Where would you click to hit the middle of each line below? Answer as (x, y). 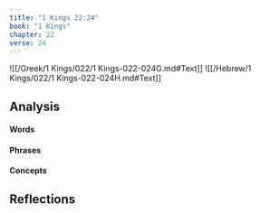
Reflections (43, 199)
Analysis (35, 106)
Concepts (28, 171)
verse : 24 (28, 43)
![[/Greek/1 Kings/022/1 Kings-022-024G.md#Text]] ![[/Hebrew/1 (130, 69)
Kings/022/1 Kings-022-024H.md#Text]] (85, 79)
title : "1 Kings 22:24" (54, 18)
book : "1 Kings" (40, 26)
